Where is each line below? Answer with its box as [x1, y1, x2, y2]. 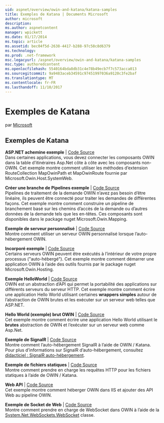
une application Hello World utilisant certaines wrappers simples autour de [5, 291, 157, 297]
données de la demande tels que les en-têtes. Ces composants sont [5, 211, 143, 217]
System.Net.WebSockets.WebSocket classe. [5, 412, 95, 418]
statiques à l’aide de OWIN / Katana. [5, 372, 78, 378]
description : [5, 21, 32, 26]
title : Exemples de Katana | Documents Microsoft [5, 12, 109, 17]
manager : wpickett [5, 30, 43, 35]
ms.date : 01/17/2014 [5, 35, 47, 40]
